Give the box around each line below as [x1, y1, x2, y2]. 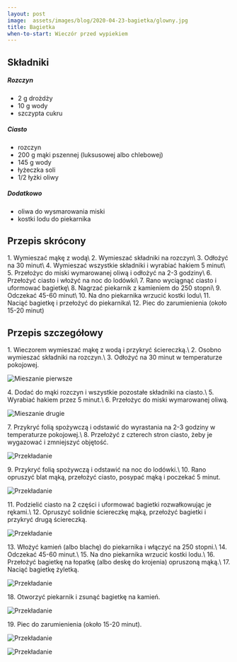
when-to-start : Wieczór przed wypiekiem [7, 30, 129, 37]
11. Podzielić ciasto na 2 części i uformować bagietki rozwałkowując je [7, 500, 212, 509]
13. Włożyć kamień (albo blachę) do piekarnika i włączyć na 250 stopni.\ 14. [7, 542, 228, 552]
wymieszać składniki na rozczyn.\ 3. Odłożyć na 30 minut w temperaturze [7, 353, 223, 361]
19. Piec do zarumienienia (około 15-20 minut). [7, 620, 142, 629]
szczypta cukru [17, 109, 63, 117]
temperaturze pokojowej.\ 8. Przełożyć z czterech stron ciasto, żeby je [7, 431, 213, 439]
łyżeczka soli [17, 165, 56, 174]
